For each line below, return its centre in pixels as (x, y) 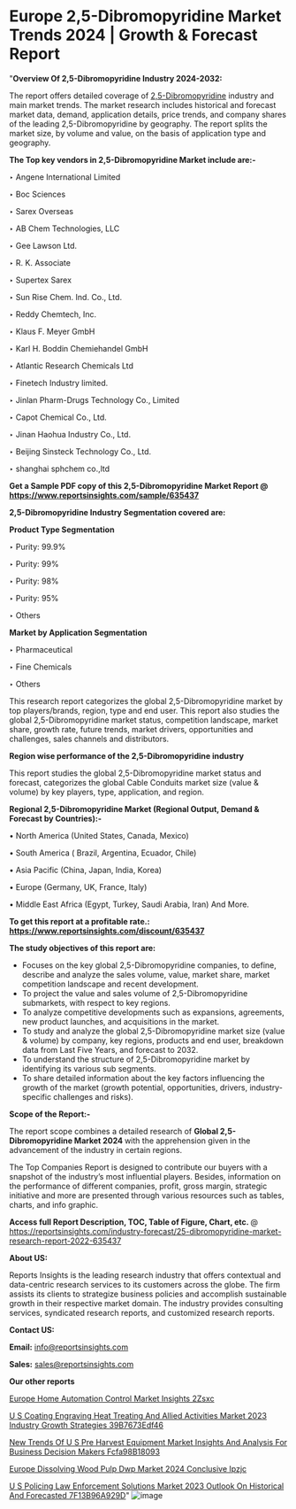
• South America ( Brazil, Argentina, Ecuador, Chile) (103, 853)
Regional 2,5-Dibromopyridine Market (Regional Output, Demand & (134, 809)
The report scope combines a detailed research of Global (114, 1131)
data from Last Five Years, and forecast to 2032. (110, 1049)
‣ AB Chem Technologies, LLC (65, 228)
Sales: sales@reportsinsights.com (72, 1364)
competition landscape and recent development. (110, 984)
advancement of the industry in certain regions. (96, 1149)
